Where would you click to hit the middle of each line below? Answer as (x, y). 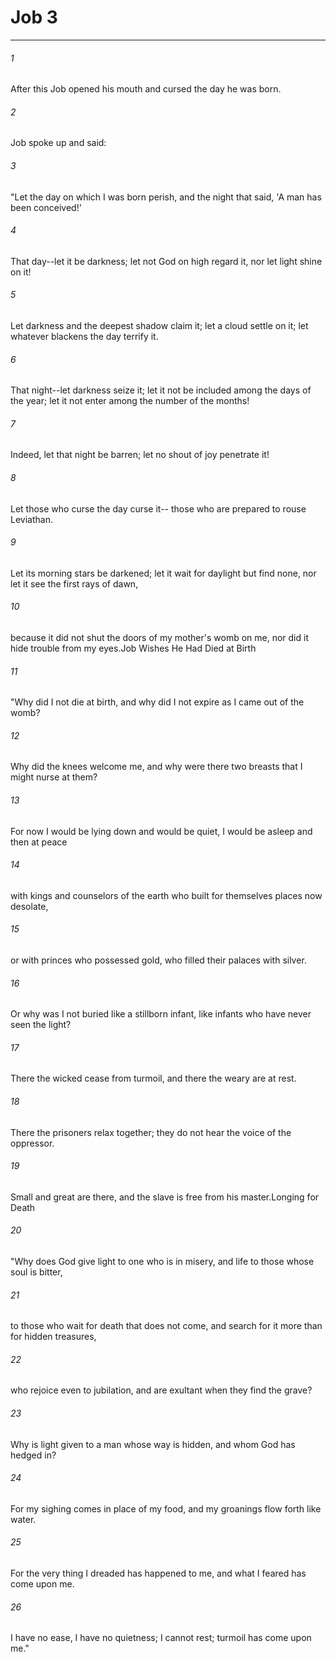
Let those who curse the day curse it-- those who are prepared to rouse (158, 508)
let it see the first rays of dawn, (74, 583)
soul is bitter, (36, 1272)
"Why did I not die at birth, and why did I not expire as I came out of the (157, 702)
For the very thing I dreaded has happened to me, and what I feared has (158, 1573)
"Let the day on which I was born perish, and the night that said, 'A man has (166, 197)
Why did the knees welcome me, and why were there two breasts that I (156, 767)
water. (23, 1519)
